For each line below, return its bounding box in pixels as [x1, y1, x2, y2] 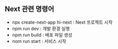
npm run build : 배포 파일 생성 [12, 32, 72, 38]
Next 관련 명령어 [5, 5, 54, 14]
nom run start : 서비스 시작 [12, 38, 67, 44]
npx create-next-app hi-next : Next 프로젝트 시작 [12, 19, 113, 25]
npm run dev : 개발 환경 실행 [12, 25, 70, 31]
